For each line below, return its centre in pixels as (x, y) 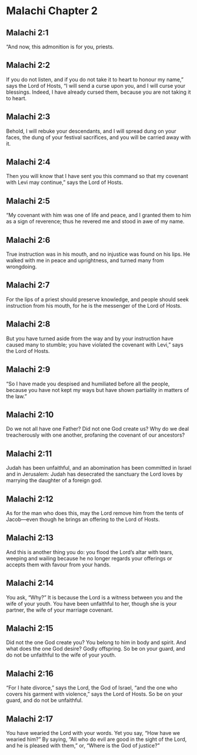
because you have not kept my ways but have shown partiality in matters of (98, 390)
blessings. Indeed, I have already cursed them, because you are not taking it (98, 92)
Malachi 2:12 (30, 499)
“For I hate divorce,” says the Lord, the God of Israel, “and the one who (92, 688)
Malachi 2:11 (29, 454)
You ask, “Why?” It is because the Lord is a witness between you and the (94, 597)
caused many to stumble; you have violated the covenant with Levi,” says (95, 344)
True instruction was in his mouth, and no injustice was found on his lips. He (98, 254)
